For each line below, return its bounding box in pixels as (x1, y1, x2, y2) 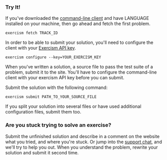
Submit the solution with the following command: (5, 84, 108, 90)
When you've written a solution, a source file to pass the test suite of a (5, 64, 153, 70)
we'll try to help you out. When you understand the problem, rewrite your (5, 144, 158, 150)
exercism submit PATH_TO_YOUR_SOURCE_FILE (5, 95, 97, 100)
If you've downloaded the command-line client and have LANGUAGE (5, 15, 149, 21)
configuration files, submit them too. (5, 109, 81, 115)
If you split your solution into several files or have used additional (5, 103, 142, 109)
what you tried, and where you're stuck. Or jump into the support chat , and (5, 139, 162, 145)
